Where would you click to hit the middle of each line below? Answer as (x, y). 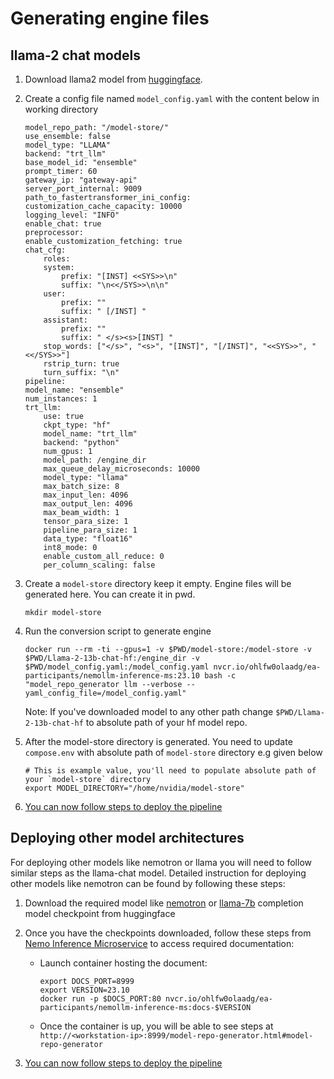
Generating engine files (110, 18)
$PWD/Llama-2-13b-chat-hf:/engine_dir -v (112, 658)
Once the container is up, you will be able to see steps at (156, 1026)
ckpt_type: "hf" (77, 425)
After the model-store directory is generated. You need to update (158, 741)
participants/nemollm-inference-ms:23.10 (112, 676)
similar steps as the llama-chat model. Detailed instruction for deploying (158, 873)
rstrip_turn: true (81, 364)
